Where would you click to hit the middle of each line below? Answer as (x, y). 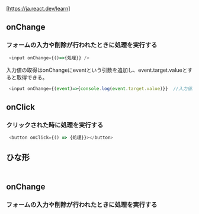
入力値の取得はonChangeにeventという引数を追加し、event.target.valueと (97, 70)
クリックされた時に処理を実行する (55, 125)
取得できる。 (32, 77)
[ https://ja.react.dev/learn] (38, 9)
